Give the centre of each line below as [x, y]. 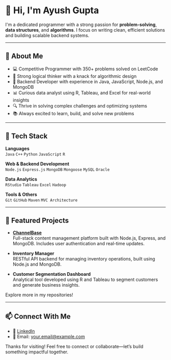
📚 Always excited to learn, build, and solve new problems [73, 113]
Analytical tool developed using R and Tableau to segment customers [85, 279]
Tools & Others [21, 194]
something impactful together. [37, 352]
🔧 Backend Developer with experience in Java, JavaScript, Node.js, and [88, 82]
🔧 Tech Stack [26, 136]
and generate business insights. [46, 285]
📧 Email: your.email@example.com [49, 337]
